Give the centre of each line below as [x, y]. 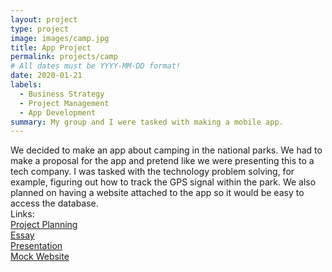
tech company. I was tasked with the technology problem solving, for [152, 172]
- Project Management [64, 103]
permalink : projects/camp [64, 57]
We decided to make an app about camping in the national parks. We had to [166, 150]
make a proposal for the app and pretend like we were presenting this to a [162, 161]
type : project [40, 29]
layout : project [44, 19]
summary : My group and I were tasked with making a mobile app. [147, 122]
